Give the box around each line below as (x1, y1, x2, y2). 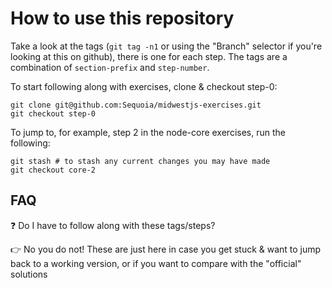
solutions (10, 268, 48, 280)
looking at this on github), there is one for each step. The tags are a (10, 50, 288, 62)
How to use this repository (10, 7, 235, 30)
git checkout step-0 (10, 108, 97, 119)
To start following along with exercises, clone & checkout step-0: (10, 80, 278, 92)
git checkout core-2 (10, 165, 97, 175)
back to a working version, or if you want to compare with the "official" (10, 257, 302, 269)
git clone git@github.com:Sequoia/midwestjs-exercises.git (10, 100, 262, 110)
